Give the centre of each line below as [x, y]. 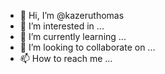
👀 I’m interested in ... [62, 26]
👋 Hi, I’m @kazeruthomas [72, 15]
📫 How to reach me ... [66, 58]
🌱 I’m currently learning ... [73, 36]
